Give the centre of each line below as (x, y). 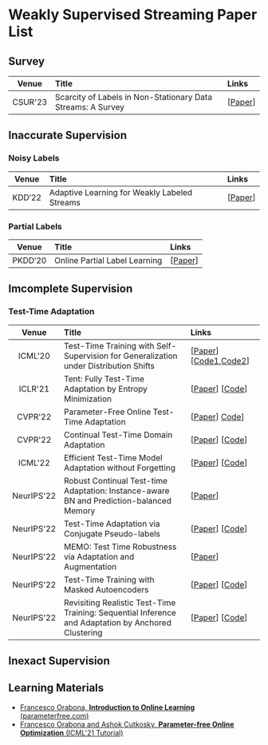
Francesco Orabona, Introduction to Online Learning (107, 707)
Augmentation (90, 567)
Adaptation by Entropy (105, 388)
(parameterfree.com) (54, 715)
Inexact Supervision (59, 661)
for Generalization (144, 356)
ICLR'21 (34, 388)
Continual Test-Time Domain (118, 435)
